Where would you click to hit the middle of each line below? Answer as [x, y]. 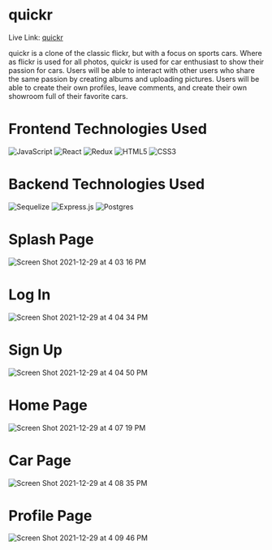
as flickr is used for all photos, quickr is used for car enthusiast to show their [136, 62]
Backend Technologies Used [107, 185]
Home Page [48, 405]
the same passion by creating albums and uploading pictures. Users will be [134, 79]
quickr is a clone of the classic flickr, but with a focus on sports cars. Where [135, 53]
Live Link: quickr [36, 37]
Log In [30, 294]
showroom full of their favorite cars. [68, 96]
